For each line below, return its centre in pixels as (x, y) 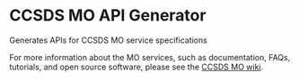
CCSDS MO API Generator (108, 16)
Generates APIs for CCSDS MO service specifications (109, 40)
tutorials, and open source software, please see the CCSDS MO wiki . (136, 67)
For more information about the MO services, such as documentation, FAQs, (150, 57)
